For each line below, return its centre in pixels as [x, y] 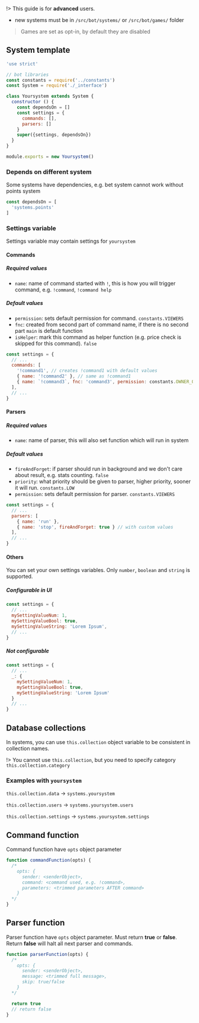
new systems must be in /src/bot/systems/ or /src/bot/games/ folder [99, 20]
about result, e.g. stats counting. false [62, 475]
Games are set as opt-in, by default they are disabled [85, 31]
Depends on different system [49, 171]
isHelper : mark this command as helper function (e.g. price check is [98, 337]
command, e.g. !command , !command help [63, 290]
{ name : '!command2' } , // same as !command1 [74, 376]
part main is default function [49, 331]
